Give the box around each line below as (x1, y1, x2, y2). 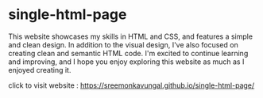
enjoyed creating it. (8, 65, 72, 74)
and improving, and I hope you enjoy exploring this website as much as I (8, 57, 245, 66)
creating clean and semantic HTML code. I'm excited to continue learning (8, 48, 249, 58)
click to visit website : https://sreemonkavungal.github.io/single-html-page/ (8, 81, 255, 90)
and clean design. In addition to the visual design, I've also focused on (8, 40, 238, 49)
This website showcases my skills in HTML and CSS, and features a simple (8, 32, 253, 41)
